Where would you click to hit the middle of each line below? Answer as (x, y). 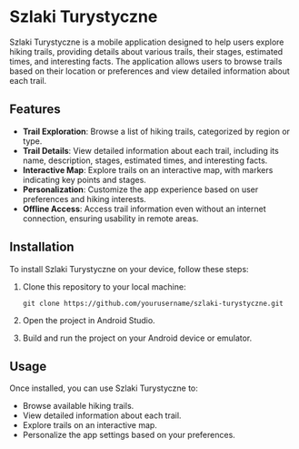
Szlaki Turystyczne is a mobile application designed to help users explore (147, 42)
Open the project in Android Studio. (89, 320)
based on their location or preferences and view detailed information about (150, 71)
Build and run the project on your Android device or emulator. (137, 338)
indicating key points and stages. (85, 179)
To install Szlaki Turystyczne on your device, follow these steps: (129, 269)
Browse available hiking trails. (78, 406)
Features (35, 110)
